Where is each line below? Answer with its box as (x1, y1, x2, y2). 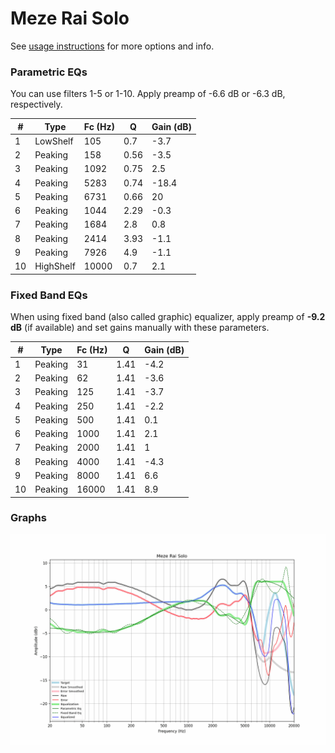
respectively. (10, 98, 63, 111)
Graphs (10, 511, 47, 525)
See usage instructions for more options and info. (10, 40, 215, 52)
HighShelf (34, 260, 76, 272)
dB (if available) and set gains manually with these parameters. (10, 322, 270, 334)
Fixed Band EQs (10, 288, 88, 302)
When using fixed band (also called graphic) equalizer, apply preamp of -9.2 (10, 311, 326, 323)
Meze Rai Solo (10, 7, 130, 30)
